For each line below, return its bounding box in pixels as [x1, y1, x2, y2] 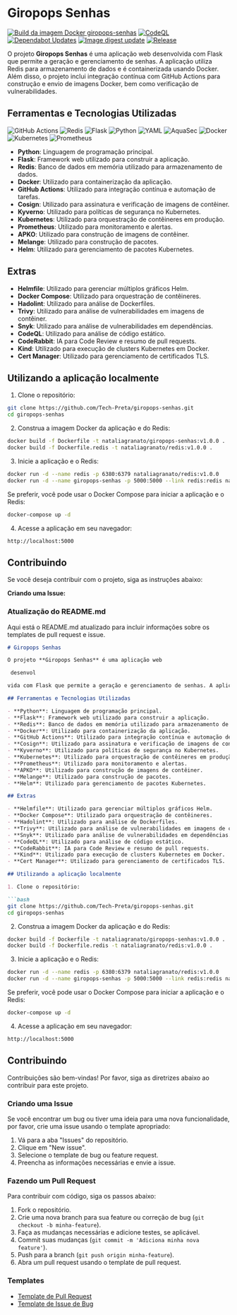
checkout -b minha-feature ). [17, 1220, 101, 1230]
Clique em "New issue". [17, 1143, 87, 1152]
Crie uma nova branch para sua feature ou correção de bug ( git [17, 1213, 205, 1222]
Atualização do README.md [7, 607, 107, 617]
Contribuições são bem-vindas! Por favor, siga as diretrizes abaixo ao [7, 1073, 209, 1082]
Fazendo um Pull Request [7, 1176, 97, 1186]
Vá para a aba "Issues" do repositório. [17, 1136, 128, 1145]
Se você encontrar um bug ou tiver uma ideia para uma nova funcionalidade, [7, 1114, 230, 1124]
